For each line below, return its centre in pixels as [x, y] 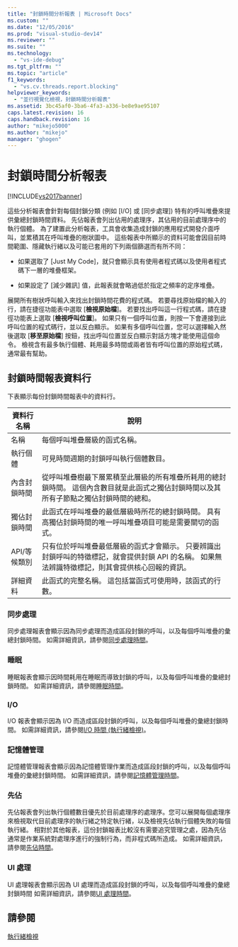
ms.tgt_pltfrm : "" [34, 67]
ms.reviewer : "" [31, 40]
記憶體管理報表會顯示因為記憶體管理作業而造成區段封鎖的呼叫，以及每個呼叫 [119, 766]
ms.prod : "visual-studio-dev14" [55, 34]
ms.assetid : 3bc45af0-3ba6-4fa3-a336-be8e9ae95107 [84, 106]
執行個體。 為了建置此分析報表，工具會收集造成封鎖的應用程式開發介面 [110, 229]
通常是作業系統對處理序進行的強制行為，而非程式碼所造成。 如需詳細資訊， [117, 839]
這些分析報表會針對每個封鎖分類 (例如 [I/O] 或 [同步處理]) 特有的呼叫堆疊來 [116, 211]
